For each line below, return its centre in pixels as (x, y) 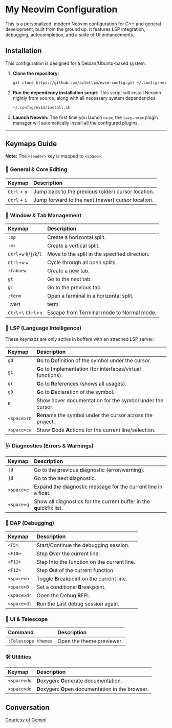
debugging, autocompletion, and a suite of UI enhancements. (70, 34)
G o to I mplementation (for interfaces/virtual (89, 369)
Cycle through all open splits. (82, 262)
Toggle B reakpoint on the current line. (82, 579)
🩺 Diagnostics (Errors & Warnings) (49, 446)
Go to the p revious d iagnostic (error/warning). (89, 470)
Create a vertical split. (73, 246)
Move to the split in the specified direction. (98, 254)
